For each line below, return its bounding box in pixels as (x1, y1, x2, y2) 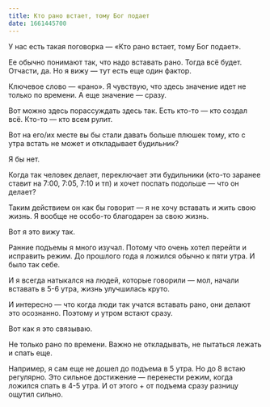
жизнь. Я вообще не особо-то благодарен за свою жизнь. (8, 211, 209, 220)
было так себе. (8, 259, 61, 269)
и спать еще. (8, 348, 53, 358)
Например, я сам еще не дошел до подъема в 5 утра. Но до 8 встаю (8, 363, 246, 373)
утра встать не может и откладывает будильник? (8, 138, 179, 148)
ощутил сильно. (8, 389, 63, 399)
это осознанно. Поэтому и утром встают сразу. (8, 308, 173, 317)
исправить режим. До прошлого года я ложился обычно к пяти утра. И (8, 251, 255, 261)
